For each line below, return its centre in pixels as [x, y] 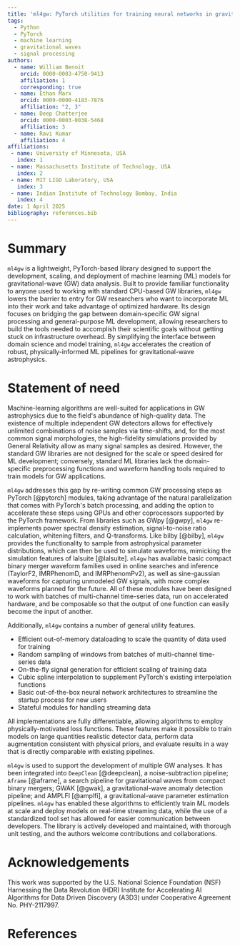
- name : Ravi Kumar [43, 134]
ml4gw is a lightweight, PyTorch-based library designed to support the [109, 268]
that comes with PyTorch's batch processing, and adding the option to [111, 505]
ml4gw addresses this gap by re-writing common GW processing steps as [115, 490]
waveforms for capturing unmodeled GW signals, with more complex [109, 581]
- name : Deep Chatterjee [51, 114]
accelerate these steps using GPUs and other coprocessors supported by [116, 513]
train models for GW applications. [56, 476]
